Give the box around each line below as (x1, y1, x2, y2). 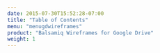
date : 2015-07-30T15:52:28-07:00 (7, 10, 104, 17)
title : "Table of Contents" (7, 17, 89, 23)
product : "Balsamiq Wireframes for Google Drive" (7, 29, 154, 36)
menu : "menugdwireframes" (7, 23, 82, 30)
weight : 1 (7, 36, 36, 43)
